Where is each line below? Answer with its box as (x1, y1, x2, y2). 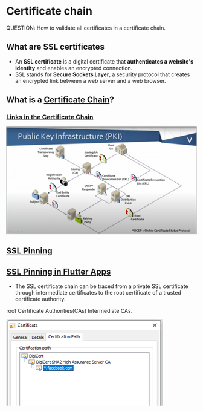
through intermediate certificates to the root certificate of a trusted (14, 289, 181, 296)
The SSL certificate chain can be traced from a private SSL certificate (14, 283, 188, 290)
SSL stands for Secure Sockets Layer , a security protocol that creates (14, 71, 190, 78)
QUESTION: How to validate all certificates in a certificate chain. (6, 24, 166, 31)
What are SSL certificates (6, 42, 105, 52)
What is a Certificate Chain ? (6, 95, 114, 105)
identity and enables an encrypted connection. (14, 64, 133, 71)
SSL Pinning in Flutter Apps (6, 266, 111, 276)
